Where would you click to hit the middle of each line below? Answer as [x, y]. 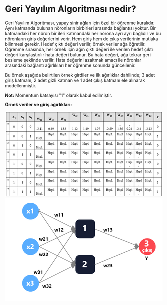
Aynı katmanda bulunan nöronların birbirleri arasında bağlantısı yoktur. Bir [81, 28]
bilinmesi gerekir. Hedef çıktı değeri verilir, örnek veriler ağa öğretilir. [75, 44]
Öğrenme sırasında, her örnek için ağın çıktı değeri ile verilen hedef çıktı [79, 49]
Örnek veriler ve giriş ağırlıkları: [39, 104]
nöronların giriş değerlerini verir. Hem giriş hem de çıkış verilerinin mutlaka [82, 39]
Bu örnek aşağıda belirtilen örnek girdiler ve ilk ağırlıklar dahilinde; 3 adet [80, 75]
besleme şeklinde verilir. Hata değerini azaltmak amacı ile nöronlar [73, 60]
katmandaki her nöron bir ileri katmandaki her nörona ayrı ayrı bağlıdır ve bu [83, 33]
